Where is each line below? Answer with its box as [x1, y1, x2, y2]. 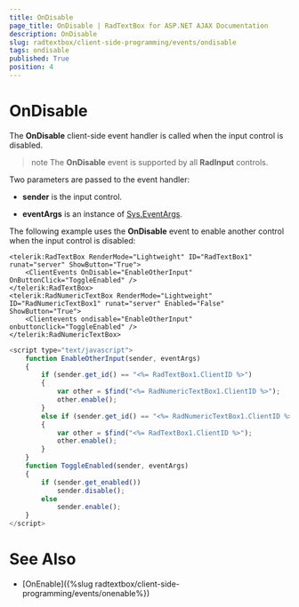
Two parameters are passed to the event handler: [9, 174, 190, 185]
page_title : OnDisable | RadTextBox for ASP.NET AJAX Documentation [9, 21, 269, 30]
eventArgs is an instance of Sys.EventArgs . [21, 208, 182, 219]
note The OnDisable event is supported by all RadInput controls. [30, 156, 269, 167]
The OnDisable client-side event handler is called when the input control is [9, 130, 284, 140]
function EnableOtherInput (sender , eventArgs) [25, 354, 201, 363]
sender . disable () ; [56, 486, 125, 495]
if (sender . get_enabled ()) [41, 477, 141, 487]
